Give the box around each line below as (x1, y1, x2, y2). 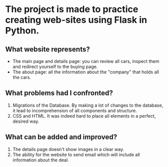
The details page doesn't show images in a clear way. (12, 146, 125, 152)
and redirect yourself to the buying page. (12, 64, 98, 69)
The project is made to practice (5, 4, 139, 15)
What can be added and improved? (5, 133, 118, 141)
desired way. (12, 118, 39, 124)
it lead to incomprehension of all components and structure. (12, 107, 137, 114)
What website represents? (5, 45, 90, 53)
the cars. (12, 74, 31, 80)
